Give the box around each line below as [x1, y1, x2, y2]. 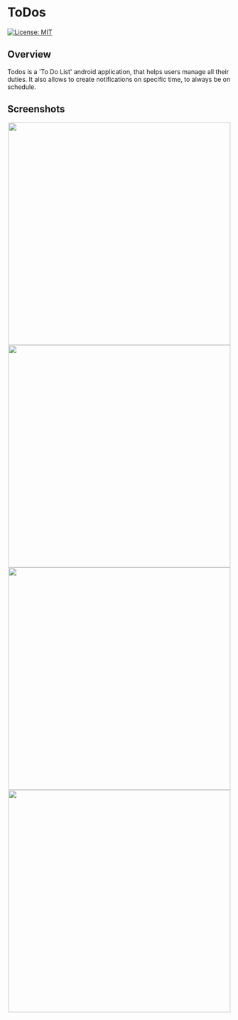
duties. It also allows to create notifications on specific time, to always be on [7, 75, 231, 83]
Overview [7, 48, 52, 61]
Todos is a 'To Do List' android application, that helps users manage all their [7, 67, 229, 75]
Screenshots [7, 103, 65, 115]
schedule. [7, 83, 37, 91]
